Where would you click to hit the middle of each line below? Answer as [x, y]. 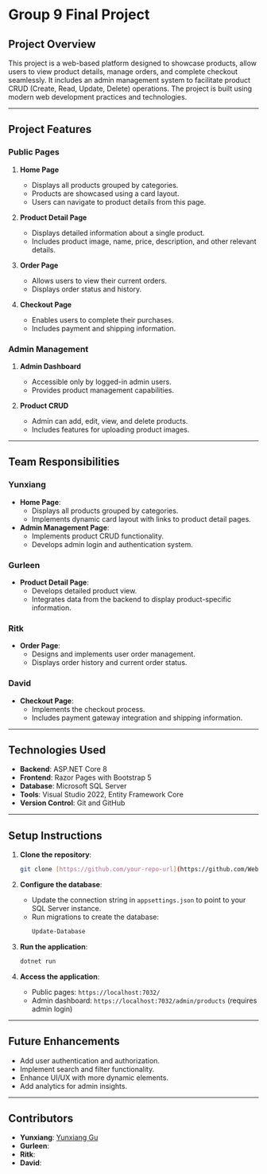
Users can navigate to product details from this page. [119, 202]
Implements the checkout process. [88, 709]
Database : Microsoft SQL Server [73, 786]
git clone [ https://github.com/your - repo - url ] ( [100, 870]
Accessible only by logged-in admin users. [102, 382]
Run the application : [54, 946]
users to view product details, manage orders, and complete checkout [123, 72]
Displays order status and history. [87, 289]
